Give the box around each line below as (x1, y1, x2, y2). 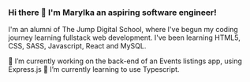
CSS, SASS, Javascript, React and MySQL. (8, 41, 147, 51)
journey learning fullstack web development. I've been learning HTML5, (8, 33, 241, 42)
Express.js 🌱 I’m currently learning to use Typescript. (8, 65, 180, 74)
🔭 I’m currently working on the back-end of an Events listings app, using (8, 56, 243, 66)
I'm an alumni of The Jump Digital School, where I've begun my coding (8, 25, 238, 34)
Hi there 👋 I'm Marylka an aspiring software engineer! (8, 7, 217, 18)
